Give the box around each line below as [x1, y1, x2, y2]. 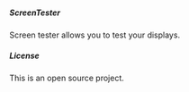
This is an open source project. [9, 72, 124, 83]
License [9, 50, 40, 61]
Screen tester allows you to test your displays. [9, 29, 181, 40]
